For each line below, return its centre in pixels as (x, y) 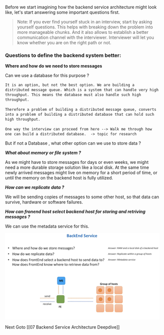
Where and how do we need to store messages (54, 66)
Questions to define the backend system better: (63, 55)
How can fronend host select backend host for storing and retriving (75, 212)
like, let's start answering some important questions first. (62, 12)
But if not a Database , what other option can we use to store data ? (73, 143)
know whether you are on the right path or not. (64, 43)
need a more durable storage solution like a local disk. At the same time (77, 167)
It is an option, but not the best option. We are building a (70, 85)
